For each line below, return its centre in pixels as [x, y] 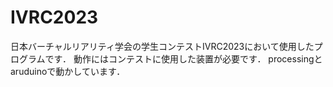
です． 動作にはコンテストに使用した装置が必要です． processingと [183, 58]
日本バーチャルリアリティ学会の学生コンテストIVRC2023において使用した [162, 46]
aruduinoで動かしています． [68, 71]
